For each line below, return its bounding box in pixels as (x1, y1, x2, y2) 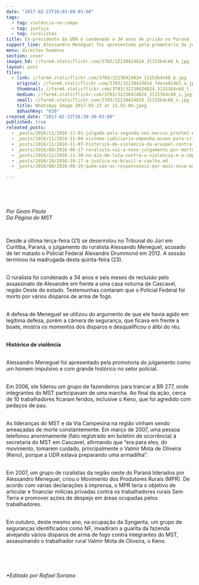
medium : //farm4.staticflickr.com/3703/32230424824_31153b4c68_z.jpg (17, 91, 192, 97)
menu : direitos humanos (6, 48, 65, 53)
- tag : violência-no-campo (11, 20, 78, 26)
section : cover (6, 53, 44, 59)
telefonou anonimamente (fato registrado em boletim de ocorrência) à (6, 432, 176, 439)
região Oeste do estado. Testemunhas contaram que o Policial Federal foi (6, 286, 185, 294)
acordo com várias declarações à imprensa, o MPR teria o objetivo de (6, 482, 176, 489)
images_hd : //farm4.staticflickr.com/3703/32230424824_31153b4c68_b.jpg (6, 58, 190, 64)
